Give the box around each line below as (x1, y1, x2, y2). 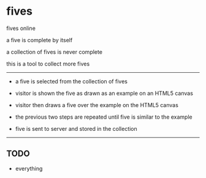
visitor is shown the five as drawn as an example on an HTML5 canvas (15, 89, 193, 97)
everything (15, 165, 43, 172)
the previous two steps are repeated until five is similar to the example (15, 113, 193, 121)
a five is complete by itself (6, 36, 73, 43)
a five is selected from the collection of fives (15, 78, 128, 85)
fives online (6, 24, 36, 32)
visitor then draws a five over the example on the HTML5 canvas (15, 101, 179, 108)
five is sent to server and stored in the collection (15, 125, 138, 132)
